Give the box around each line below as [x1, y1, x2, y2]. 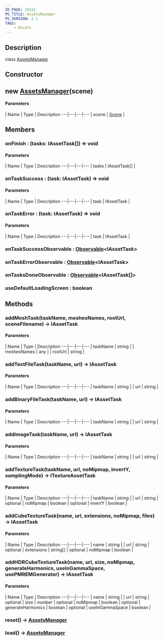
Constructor [5, 70, 43, 79]
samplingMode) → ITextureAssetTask [5, 472, 96, 479]
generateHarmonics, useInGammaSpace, [5, 565, 105, 572]
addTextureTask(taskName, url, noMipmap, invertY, [5, 466, 131, 473]
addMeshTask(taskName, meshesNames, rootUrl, [5, 314, 126, 321]
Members [5, 125, 35, 134]
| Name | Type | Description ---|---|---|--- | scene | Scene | [5, 111, 125, 117]
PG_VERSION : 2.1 [5, 16, 38, 21]
